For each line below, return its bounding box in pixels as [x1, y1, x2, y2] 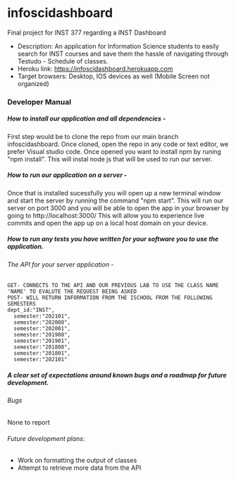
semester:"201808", [13, 344, 71, 351]
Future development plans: [7, 434, 85, 442]
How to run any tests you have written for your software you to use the [7, 235, 219, 243]
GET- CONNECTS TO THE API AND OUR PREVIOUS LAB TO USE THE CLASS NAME [7, 282, 219, 289]
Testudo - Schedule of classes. [17, 56, 108, 65]
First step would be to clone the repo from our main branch [7, 132, 179, 140]
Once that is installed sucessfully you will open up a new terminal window [7, 188, 221, 197]
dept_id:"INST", [7, 307, 55, 314]
